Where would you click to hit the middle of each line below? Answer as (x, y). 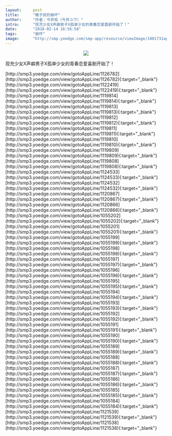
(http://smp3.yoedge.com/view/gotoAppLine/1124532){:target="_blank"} (82, 188)
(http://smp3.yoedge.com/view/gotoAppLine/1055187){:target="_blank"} (81, 373)
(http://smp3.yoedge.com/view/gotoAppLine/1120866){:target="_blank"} (82, 210)
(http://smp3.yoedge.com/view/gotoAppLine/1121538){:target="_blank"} (81, 428)
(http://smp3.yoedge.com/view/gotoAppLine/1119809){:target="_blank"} (81, 155)
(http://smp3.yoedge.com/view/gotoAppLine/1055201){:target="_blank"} (82, 232)
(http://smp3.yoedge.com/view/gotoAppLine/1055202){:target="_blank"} (82, 221)
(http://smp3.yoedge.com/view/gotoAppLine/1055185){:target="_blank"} (82, 395)
